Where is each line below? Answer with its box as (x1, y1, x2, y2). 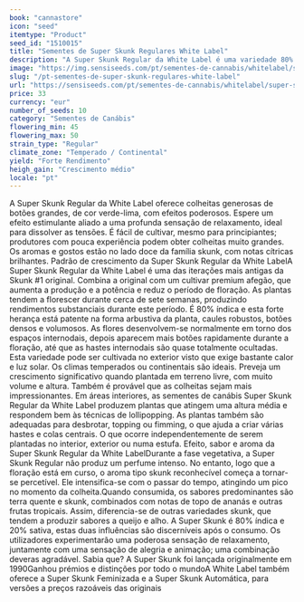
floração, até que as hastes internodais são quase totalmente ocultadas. (9, 342, 279, 353)
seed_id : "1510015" (9, 38, 83, 48)
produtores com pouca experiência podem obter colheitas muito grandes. (9, 236, 285, 247)
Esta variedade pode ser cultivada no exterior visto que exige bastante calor (9, 352, 294, 363)
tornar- (261, 467, 289, 478)
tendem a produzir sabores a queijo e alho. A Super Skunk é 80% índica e (9, 515, 285, 526)
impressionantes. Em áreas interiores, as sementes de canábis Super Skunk (9, 390, 292, 401)
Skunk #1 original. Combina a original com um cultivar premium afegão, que (9, 275, 291, 286)
